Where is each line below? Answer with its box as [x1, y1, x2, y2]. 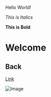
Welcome [5, 42, 46, 54]
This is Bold [5, 24, 31, 30]
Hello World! [5, 5, 32, 10]
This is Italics [5, 14, 33, 20]
